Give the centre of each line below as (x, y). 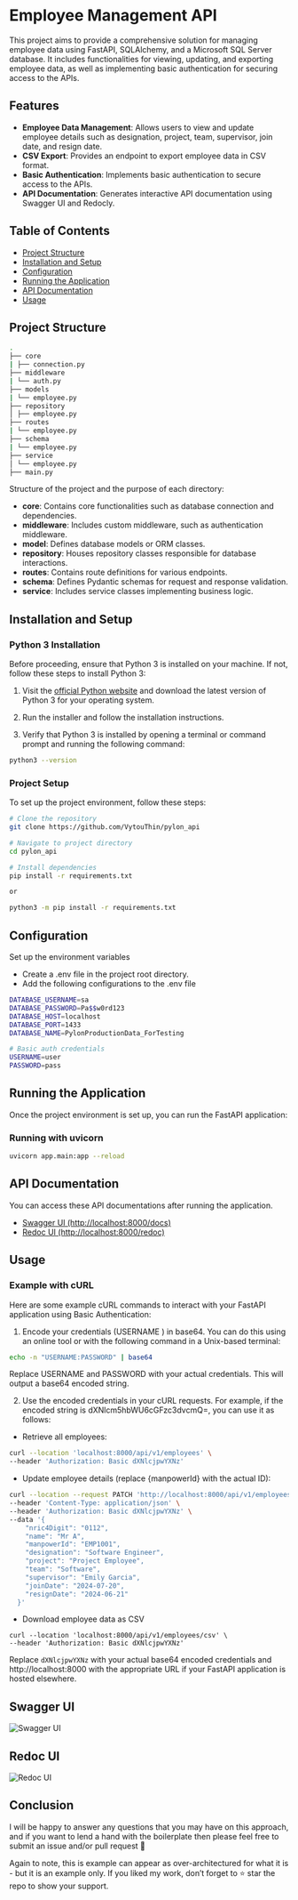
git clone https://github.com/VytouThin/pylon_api (105, 827)
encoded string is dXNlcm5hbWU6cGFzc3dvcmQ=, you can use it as (148, 1410)
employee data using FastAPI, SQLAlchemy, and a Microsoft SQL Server (141, 49)
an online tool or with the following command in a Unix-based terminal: (151, 1340)
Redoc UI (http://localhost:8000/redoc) (94, 1232)
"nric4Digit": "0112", (67, 1528)
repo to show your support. (59, 1886)
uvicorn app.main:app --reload (67, 1156)
